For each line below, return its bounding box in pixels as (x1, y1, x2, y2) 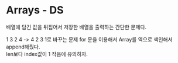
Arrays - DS (6, 3, 64, 17)
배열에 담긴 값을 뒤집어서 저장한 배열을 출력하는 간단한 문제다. (6, 23, 147, 30)
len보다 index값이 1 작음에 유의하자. (6, 50, 88, 57)
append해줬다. (6, 43, 40, 50)
